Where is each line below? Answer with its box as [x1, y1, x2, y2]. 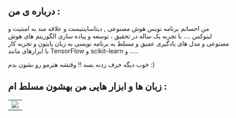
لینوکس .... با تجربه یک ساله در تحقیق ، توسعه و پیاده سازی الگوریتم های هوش [8, 32, 212, 40]
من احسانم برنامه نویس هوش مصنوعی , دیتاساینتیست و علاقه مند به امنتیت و [8, 24, 210, 32]
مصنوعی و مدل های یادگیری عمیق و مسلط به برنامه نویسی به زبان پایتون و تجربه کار [8, 39, 230, 48]
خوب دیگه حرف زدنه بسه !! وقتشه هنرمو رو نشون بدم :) [8, 60, 156, 69]
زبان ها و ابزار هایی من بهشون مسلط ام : [8, 81, 168, 93]
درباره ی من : [8, 6, 61, 18]
